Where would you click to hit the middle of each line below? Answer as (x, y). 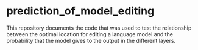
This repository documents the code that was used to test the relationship (99, 28)
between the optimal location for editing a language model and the (90, 34)
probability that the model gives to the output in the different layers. (91, 40)
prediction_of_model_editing (80, 11)
